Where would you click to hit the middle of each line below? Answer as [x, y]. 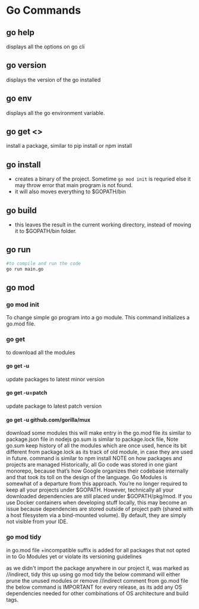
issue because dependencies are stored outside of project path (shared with [100, 509]
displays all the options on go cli [45, 46]
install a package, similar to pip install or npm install [69, 146]
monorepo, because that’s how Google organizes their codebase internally [97, 471]
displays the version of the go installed [53, 80]
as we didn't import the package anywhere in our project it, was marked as [98, 568]
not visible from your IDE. [37, 521]
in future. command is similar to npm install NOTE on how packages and [94, 458]
